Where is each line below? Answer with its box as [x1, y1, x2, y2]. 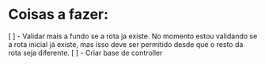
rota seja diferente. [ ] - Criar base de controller [8, 48, 163, 57]
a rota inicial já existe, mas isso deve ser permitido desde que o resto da [8, 39, 244, 49]
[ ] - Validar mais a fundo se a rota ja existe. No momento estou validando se [8, 31, 258, 41]
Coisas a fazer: [8, 5, 109, 23]
